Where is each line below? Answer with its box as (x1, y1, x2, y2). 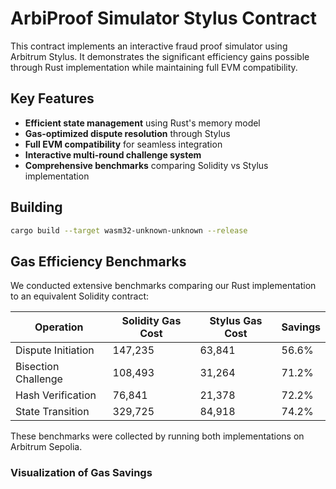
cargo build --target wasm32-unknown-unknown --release (10, 225, 248, 236)
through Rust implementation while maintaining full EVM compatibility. (10, 61, 298, 73)
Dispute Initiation (15, 343, 95, 357)
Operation (34, 320, 84, 334)
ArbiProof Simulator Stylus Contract (10, 7, 317, 30)
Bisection (15, 360, 60, 374)
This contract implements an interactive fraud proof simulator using (10, 40, 288, 52)
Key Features (10, 90, 95, 107)
